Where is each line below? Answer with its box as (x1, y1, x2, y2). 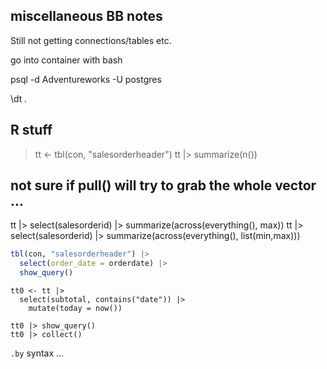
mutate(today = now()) (28, 304, 123, 314)
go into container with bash (10, 54, 123, 66)
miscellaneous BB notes (10, 8, 163, 25)
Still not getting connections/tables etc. (10, 34, 172, 46)
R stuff (10, 122, 53, 139)
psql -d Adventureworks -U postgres (10, 73, 162, 85)
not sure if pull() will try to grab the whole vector (10, 177, 317, 194)
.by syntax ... (10, 347, 65, 359)
